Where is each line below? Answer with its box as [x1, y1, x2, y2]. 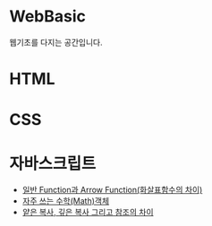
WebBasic [9, 6, 87, 27]
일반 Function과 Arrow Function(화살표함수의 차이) [21, 185, 203, 196]
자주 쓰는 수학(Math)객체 [21, 196, 110, 206]
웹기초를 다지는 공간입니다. [9, 37, 103, 47]
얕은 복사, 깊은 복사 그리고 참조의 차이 [21, 207, 154, 218]
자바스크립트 [9, 154, 97, 173]
